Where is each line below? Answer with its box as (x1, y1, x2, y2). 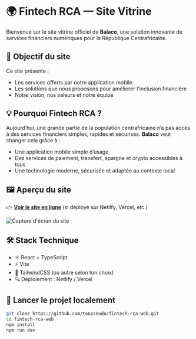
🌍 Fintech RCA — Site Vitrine (6, 5, 152, 18)
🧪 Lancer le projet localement (6, 295, 116, 305)
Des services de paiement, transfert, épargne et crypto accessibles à (14, 154, 183, 161)
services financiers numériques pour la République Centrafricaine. (6, 34, 167, 41)
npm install (6, 321, 35, 328)
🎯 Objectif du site (6, 51, 71, 62)
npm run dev (6, 327, 35, 333)
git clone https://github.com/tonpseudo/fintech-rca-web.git (6, 311, 160, 317)
